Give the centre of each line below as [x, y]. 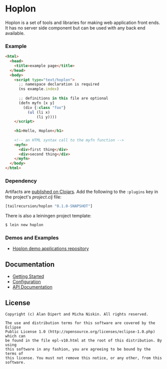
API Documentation [32, 287]
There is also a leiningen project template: [48, 216]
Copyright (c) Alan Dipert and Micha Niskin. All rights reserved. [77, 314]
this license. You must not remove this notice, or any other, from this [84, 358]
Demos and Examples [32, 238]
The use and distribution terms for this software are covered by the [80, 323]
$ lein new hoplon [24, 225]
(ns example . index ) [38, 89]
